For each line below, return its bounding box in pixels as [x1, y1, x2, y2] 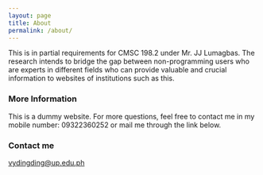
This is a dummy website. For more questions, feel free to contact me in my [8, 111, 255, 121]
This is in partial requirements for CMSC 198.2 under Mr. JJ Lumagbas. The [8, 49, 256, 58]
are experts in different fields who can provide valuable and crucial [8, 65, 227, 75]
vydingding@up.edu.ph [8, 157, 85, 167]
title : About [8, 19, 52, 27]
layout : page [8, 11, 52, 20]
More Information [8, 93, 77, 104]
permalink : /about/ [8, 26, 73, 34]
